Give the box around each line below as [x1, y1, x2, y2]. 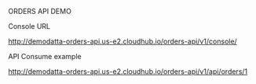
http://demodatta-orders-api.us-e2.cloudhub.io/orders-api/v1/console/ [8, 37, 237, 46]
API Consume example [8, 52, 82, 61]
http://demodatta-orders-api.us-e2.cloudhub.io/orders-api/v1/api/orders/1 [8, 67, 248, 76]
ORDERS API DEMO [8, 7, 72, 16]
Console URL [8, 22, 51, 30]
